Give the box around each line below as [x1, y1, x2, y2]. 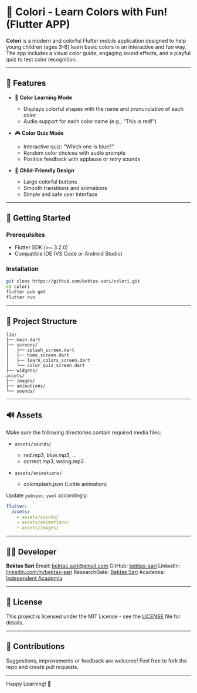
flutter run [6, 294, 35, 301]
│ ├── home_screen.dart [6, 352, 69, 358]
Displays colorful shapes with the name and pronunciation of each [23, 105, 184, 112]
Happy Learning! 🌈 [6, 680, 52, 687]
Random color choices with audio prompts [23, 149, 126, 156]
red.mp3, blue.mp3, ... [23, 451, 77, 458]
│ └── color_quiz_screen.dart [6, 363, 85, 369]
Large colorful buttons [23, 178, 77, 185]
